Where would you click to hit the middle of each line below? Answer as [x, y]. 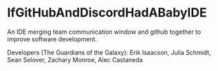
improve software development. [52, 39]
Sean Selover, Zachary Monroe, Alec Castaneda [75, 59]
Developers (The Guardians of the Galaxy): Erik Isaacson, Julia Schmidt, [109, 52]
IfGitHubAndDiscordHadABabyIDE [107, 13]
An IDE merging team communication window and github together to [104, 32]
